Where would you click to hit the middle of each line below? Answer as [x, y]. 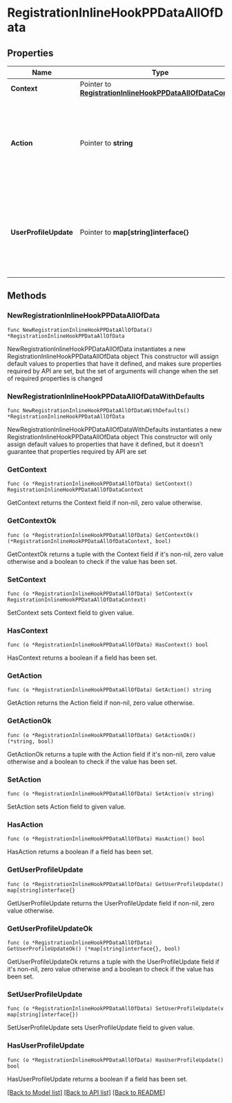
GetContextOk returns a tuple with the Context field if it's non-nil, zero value [115, 554]
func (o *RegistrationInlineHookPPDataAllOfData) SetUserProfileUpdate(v [116, 1009]
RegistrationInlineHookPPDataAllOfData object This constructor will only [110, 436]
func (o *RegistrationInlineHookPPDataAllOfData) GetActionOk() [101, 735]
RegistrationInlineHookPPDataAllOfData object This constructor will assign [113, 356]
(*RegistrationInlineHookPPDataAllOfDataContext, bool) [89, 541]
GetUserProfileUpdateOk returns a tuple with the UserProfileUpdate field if [113, 962]
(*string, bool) [30, 741]
